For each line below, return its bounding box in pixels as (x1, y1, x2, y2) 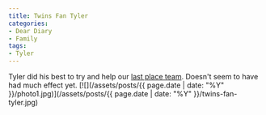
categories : (8, 19, 49, 28)
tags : (8, 42, 27, 50)
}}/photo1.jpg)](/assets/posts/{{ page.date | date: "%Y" (8, 89, 192, 98)
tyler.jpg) (8, 98, 39, 107)
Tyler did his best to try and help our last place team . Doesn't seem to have (8, 72, 259, 81)
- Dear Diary (8, 27, 53, 35)
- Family (8, 34, 38, 43)
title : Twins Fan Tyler (8, 11, 89, 20)
